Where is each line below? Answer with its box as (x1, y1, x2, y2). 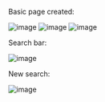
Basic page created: (8, 7, 75, 16)
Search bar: (8, 38, 47, 47)
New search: (8, 69, 50, 79)
